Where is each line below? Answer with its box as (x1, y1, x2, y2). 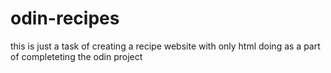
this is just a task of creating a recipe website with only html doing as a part (10, 40, 321, 52)
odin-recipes (10, 7, 120, 30)
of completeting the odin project (10, 50, 143, 62)
